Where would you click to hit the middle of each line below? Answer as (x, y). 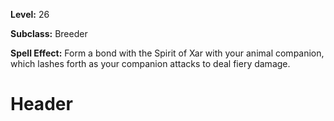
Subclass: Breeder (49, 33)
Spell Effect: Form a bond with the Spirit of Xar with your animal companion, (167, 53)
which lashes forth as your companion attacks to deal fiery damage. (150, 63)
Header (41, 104)
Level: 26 (30, 14)
